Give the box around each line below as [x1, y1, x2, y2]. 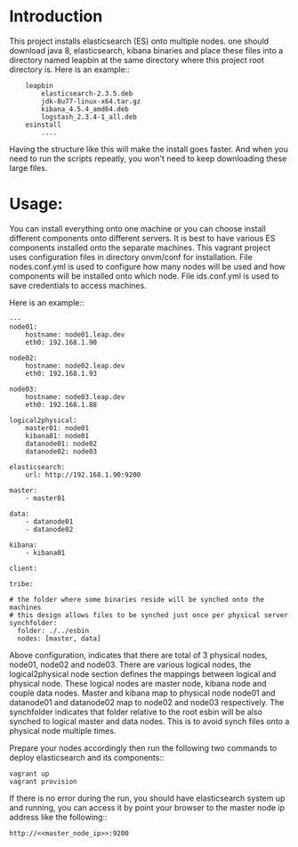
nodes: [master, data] [17, 634, 101, 643]
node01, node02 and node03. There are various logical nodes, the [9, 659, 252, 670]
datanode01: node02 [25, 439, 98, 448]
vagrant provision [9, 777, 77, 786]
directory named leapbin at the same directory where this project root [9, 54, 264, 65]
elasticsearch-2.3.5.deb [41, 89, 133, 98]
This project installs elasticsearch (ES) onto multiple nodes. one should [9, 36, 270, 46]
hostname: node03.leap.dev [25, 392, 125, 402]
